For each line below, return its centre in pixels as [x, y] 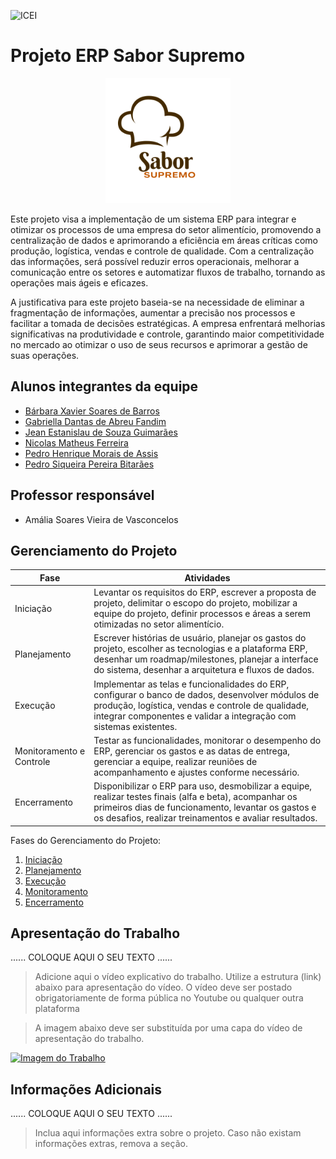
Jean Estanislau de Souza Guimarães [101, 432]
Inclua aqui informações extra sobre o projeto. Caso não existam [168, 1133]
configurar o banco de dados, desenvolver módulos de [206, 694]
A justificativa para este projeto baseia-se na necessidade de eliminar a [157, 302]
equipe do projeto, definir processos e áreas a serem [202, 614]
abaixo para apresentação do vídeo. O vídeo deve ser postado [163, 987]
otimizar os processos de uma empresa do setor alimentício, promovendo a [166, 229]
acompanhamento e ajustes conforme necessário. [196, 772]
